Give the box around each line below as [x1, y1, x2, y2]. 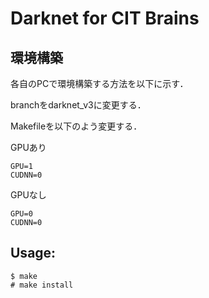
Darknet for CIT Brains [10, 7, 200, 30]
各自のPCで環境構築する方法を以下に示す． [10, 78, 189, 89]
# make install [10, 280, 74, 290]
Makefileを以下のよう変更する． [10, 120, 143, 132]
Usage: [10, 245, 57, 262]
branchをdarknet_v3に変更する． [10, 99, 147, 111]
